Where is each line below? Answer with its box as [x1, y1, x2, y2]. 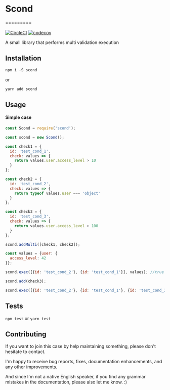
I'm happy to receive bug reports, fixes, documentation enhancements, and [5, 359, 162, 365]
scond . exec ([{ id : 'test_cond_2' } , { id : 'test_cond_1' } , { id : [5, 288, 137, 293]
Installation [5, 54, 41, 63]
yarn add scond [5, 86, 37, 92]
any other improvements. [5, 364, 58, 370]
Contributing [5, 330, 47, 338]
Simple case [5, 114, 32, 120]
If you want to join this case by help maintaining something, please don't [5, 343, 156, 350]
